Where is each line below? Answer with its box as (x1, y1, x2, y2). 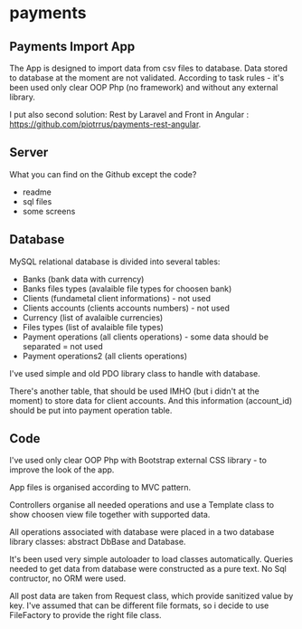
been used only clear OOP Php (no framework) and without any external (9, 82, 278, 92)
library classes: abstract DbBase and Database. (9, 537, 186, 548)
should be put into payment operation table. (9, 405, 173, 415)
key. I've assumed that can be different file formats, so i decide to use (9, 600, 269, 611)
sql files (22, 195, 52, 206)
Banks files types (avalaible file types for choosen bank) (22, 283, 232, 294)
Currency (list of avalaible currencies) (22, 311, 164, 323)
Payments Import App (9, 39, 136, 54)
